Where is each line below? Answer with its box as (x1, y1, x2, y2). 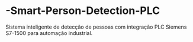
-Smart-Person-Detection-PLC (5, 4, 160, 17)
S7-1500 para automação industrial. (5, 29, 93, 36)
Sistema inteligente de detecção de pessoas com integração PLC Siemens (5, 23, 187, 30)
